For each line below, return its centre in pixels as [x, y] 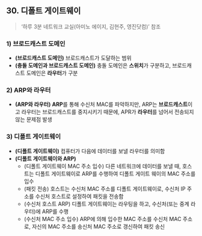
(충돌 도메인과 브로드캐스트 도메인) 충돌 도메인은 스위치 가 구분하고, [93, 66]
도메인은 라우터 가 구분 [52, 73]
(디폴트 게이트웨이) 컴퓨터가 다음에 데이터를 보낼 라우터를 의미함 [90, 151]
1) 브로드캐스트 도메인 [36, 43]
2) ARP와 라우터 [29, 91]
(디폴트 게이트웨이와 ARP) [45, 158]
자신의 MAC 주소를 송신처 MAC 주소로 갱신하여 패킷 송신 [99, 226]
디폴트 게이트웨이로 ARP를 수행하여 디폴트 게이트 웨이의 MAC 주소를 [115, 173]
